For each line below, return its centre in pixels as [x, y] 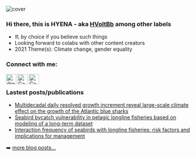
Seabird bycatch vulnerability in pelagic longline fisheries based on [95, 117]
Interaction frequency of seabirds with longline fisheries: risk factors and [102, 130]
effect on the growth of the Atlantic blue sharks [71, 111]
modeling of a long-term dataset [54, 123]
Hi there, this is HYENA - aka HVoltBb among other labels [89, 24]
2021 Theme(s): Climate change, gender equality [73, 49]
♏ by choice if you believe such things [61, 37]
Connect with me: [32, 64]
